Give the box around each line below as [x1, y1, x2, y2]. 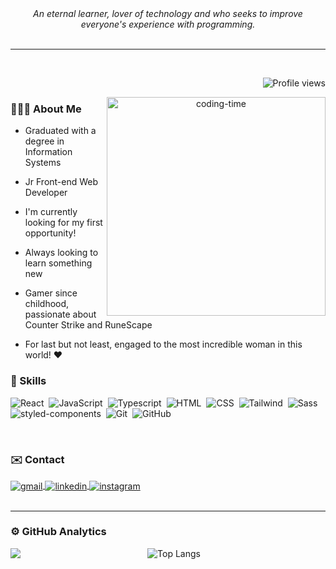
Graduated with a [24, 125, 97, 137]
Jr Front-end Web [24, 176, 99, 188]
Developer [24, 187, 68, 199]
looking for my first [24, 217, 103, 229]
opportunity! [24, 227, 77, 239]
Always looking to [24, 247, 99, 259]
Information [24, 146, 73, 158]
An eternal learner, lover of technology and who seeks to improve [33, 8, 303, 19]
